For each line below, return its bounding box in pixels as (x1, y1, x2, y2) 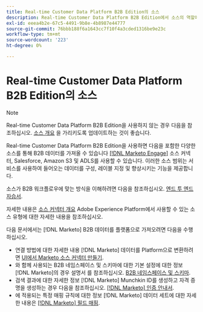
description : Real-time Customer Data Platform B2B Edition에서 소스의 (6, 15, 184, 21)
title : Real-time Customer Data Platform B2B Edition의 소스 (6, 8, 160, 15)
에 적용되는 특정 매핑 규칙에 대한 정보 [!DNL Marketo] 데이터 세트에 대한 (14, 291, 185, 299)
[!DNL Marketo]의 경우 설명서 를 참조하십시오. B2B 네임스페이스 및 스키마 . (14, 268, 191, 276)
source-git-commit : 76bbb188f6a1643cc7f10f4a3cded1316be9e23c (6, 25, 166, 32)
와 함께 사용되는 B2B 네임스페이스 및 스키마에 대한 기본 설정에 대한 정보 (14, 261, 183, 268)
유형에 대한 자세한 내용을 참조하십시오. (12, 213, 103, 220)
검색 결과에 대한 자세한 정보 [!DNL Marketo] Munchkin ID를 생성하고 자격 (14, 276, 189, 284)
